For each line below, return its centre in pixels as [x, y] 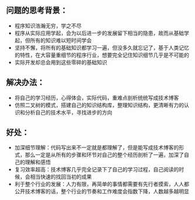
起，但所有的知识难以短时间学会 [53, 40]
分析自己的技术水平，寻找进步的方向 [69, 112]
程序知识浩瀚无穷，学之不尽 [48, 26]
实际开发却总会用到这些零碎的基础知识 [61, 62]
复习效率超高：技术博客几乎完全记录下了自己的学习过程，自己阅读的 [97, 170]
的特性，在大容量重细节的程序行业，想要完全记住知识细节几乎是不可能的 [102, 55]
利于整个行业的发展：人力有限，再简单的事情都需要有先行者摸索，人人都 [102, 184]
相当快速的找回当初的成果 [61, 177]
